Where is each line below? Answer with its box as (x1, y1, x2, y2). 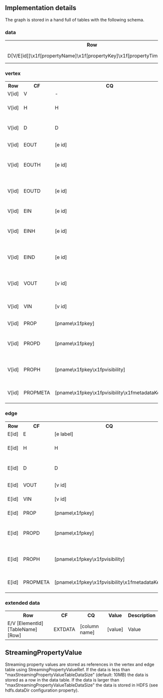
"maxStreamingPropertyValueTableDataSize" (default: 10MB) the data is (5, 672, 149, 678)
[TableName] (7, 626, 38, 632)
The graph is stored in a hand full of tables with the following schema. (5, 17, 145, 22)
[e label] (54, 430, 74, 437)
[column (80, 623, 99, 629)
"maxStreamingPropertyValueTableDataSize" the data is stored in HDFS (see (5, 682, 158, 688)
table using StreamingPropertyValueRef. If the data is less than (5, 666, 130, 672)
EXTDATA (53, 626, 76, 632)
